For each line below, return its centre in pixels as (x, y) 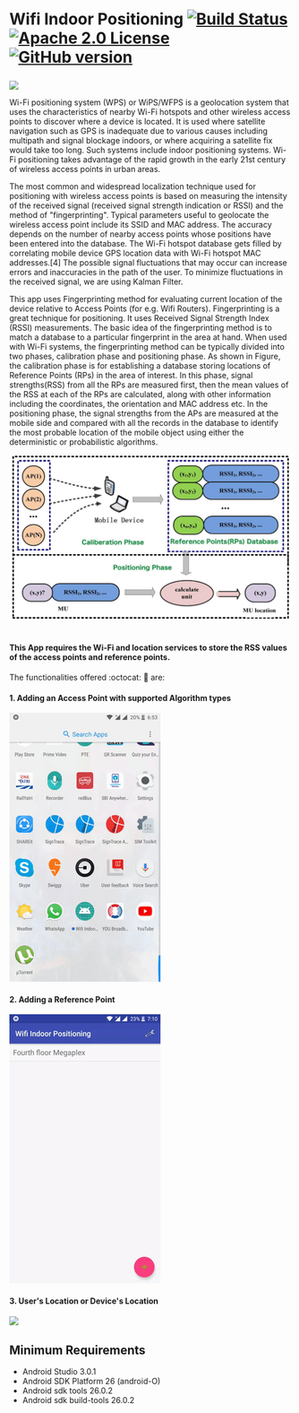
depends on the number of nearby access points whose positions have (140, 234)
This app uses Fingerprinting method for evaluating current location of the (146, 299)
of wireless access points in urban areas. (85, 169)
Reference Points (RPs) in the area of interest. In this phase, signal (131, 375)
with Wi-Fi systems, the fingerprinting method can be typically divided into (147, 346)
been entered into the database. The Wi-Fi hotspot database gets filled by (145, 243)
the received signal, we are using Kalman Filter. (96, 282)
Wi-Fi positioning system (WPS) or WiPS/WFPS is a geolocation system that (149, 102)
